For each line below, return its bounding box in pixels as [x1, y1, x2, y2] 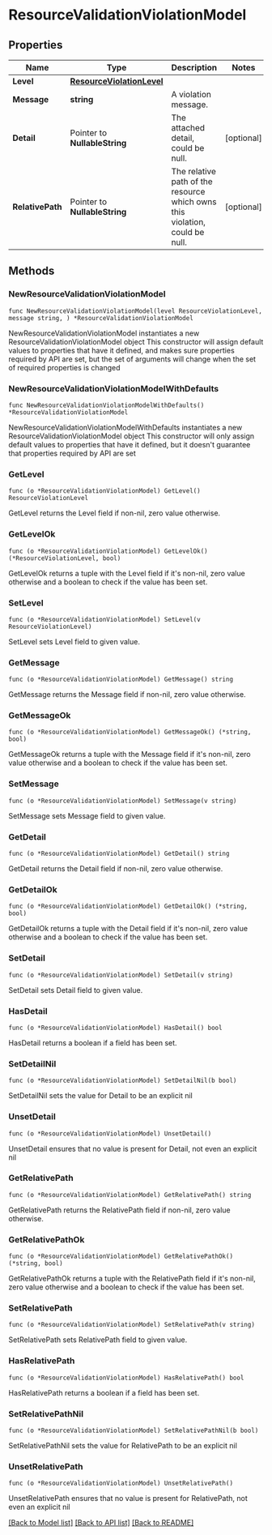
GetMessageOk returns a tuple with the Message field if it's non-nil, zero [8, 750, 251, 759]
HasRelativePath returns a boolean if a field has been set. [8, 1387, 200, 1397]
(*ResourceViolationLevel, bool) [8, 554, 121, 562]
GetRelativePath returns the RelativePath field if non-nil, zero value [8, 1205, 231, 1215]
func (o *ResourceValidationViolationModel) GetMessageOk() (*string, [8, 728, 252, 737]
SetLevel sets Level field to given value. [8, 636, 140, 646]
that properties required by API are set [8, 448, 136, 458]
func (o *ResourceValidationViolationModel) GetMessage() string [8, 675, 233, 684]
